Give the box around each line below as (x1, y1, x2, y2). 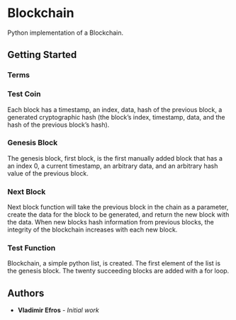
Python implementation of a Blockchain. (7, 28, 124, 37)
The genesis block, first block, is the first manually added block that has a (7, 154, 223, 162)
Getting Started (7, 49, 77, 61)
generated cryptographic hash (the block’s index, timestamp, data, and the (7, 113, 225, 121)
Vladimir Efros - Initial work (17, 306, 99, 314)
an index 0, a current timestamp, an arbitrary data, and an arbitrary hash (7, 161, 218, 170)
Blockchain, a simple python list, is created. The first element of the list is (7, 259, 221, 268)
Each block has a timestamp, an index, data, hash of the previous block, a (7, 105, 223, 114)
